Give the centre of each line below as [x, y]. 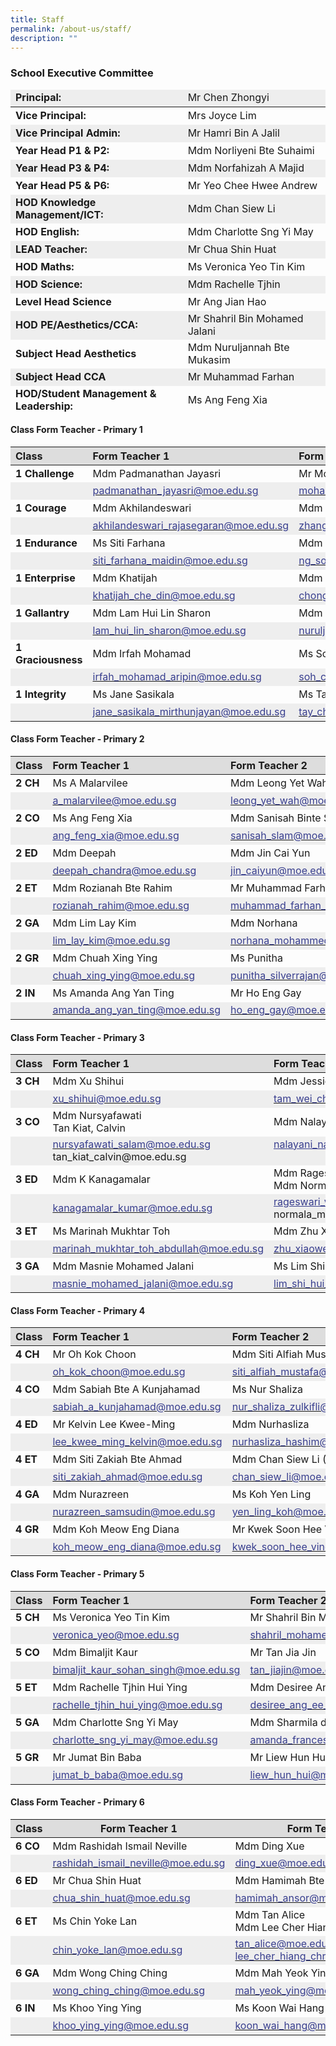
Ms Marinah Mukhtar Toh [111, 1231]
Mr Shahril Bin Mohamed [245, 318]
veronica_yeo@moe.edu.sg [116, 1635]
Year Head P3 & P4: [62, 168]
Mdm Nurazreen [91, 1494]
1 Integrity [41, 694]
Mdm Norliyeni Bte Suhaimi [251, 150]
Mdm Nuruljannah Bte [238, 347]
